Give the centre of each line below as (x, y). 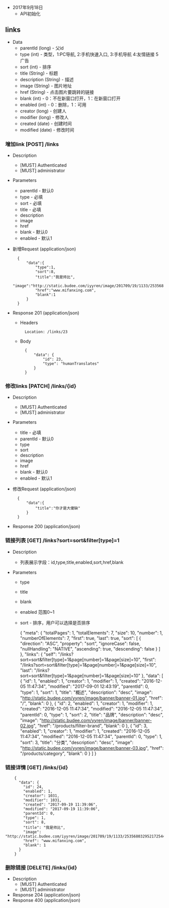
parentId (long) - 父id (42, 48)
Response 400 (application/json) (46, 900)
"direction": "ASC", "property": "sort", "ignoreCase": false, (80, 643)
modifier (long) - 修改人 (44, 117)
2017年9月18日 (28, 7)
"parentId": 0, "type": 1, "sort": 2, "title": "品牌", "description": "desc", (92, 715)
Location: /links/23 (46, 332)
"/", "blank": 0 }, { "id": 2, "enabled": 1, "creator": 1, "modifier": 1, (87, 703)
